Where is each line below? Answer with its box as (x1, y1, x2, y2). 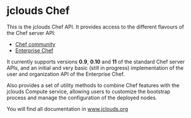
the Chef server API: (6, 29, 56, 36)
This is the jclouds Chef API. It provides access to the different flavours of (6, 23, 185, 30)
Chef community (15, 41, 56, 48)
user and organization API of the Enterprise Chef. (6, 70, 125, 77)
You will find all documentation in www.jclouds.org (6, 105, 129, 112)
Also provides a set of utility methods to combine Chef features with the (6, 81, 180, 88)
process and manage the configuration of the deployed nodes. (6, 94, 157, 101)
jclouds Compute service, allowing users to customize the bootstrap (6, 88, 171, 95)
